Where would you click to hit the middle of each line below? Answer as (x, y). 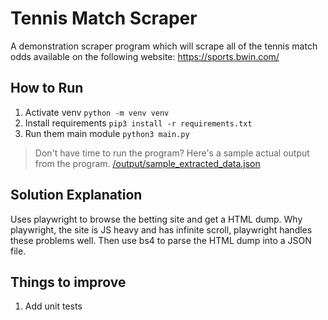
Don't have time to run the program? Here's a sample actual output (172, 153)
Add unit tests (53, 306)
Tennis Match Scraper (104, 18)
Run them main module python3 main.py (107, 133)
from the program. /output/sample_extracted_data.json (147, 163)
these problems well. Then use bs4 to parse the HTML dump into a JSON (161, 240)
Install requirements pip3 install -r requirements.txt (138, 123)
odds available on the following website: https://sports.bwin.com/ (145, 56)
